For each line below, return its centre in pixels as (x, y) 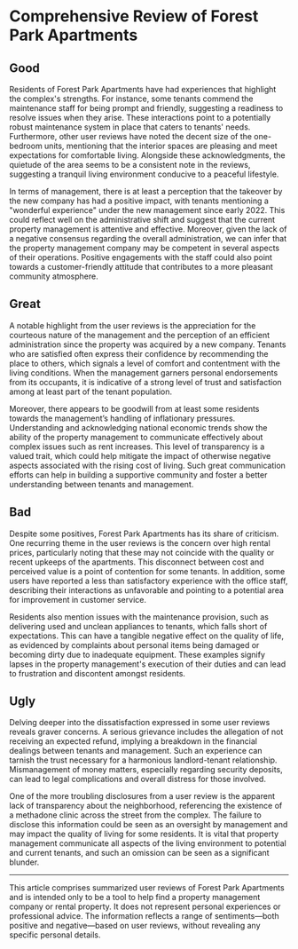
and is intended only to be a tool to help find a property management (135, 898)
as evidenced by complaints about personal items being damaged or (134, 645)
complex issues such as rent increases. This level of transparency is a (137, 447)
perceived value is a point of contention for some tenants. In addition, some (147, 571)
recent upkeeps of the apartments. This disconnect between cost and (137, 562)
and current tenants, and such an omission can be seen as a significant (139, 853)
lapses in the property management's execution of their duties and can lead (148, 664)
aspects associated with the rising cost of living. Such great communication (148, 465)
